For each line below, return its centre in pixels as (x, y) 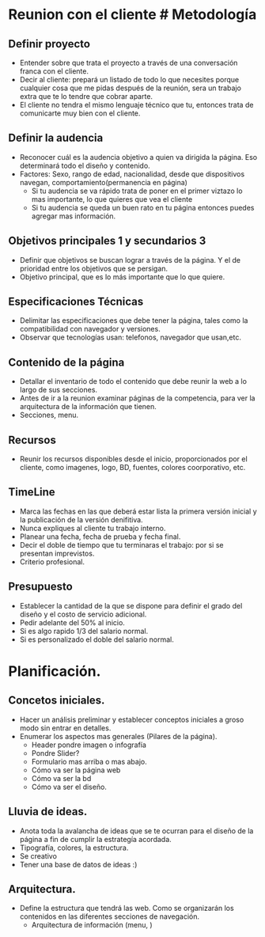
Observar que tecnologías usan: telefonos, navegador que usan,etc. (131, 337)
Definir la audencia (56, 138)
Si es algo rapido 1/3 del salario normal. (84, 631)
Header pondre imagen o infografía (89, 745)
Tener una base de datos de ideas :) (78, 864)
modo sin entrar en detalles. (65, 728)
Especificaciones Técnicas (76, 302)
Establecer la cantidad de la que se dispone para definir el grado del (131, 605)
